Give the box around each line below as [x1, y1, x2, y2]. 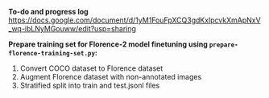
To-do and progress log [8, 7, 89, 16]
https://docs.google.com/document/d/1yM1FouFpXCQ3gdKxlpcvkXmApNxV [8, 15, 261, 25]
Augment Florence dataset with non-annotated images [19, 72, 202, 81]
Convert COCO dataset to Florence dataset [19, 63, 163, 73]
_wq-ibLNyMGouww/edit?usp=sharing [8, 24, 137, 33]
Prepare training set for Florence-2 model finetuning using [8, 39, 208, 49]
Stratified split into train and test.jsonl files [19, 80, 160, 90]
